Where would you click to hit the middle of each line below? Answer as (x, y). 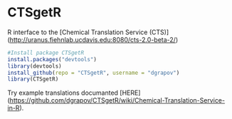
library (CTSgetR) (33, 79)
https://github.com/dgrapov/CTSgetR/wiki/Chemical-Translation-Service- (117, 100)
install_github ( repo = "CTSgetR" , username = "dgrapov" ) (94, 73)
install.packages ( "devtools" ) (52, 59)
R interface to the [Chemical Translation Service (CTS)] (88, 32)
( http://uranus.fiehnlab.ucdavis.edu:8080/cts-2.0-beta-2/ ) (93, 39)
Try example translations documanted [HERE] (74, 93)
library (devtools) (35, 66)
